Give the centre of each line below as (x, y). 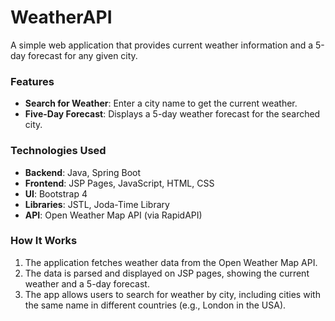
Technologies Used (58, 151)
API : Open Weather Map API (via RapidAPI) (113, 215)
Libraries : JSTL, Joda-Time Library (97, 204)
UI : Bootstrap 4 (56, 193)
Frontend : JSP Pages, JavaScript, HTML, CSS (119, 183)
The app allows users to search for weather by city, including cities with (172, 294)
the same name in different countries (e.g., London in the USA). (155, 305)
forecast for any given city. (83, 55)
